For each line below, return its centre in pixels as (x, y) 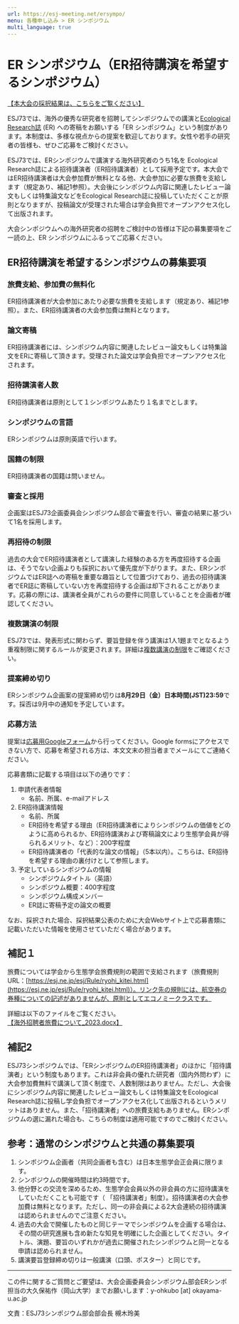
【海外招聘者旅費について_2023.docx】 (65, 1022)
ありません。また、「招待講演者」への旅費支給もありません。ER (118, 1110)
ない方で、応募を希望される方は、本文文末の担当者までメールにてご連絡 (119, 750)
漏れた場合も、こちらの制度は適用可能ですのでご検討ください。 (138, 1119)
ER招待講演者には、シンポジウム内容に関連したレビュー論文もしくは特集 (114, 347)
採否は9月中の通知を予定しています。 (74, 704)
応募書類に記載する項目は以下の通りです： (70, 774)
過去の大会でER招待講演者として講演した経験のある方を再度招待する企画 (114, 558)
